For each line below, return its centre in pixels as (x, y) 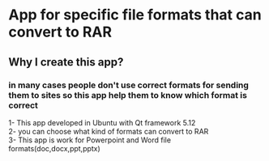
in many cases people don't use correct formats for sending (129, 85)
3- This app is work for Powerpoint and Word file (90, 140)
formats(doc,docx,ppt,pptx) (55, 148)
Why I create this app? (66, 62)
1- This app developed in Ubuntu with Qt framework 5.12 (102, 122)
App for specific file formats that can (135, 15)
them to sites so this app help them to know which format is (128, 95)
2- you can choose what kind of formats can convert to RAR (109, 131)
